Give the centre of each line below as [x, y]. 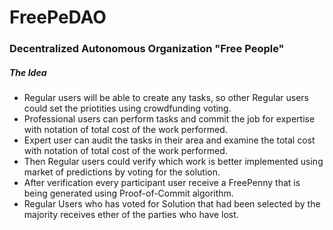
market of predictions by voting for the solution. [122, 172]
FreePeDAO [58, 17]
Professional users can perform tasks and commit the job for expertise [169, 119]
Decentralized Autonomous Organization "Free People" [147, 49]
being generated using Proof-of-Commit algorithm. [128, 193]
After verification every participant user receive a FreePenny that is [162, 183]
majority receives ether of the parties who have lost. [131, 215]
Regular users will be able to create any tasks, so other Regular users [166, 98]
